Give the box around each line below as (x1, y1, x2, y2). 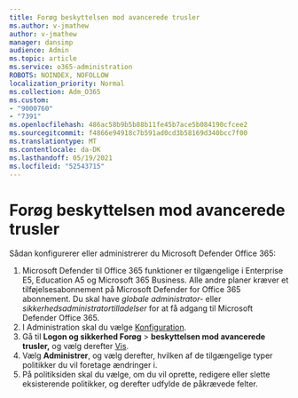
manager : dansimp (9, 37, 74, 47)
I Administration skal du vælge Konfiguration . (21, 322, 187, 333)
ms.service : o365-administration (9, 63, 133, 72)
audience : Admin (9, 46, 69, 55)
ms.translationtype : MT (9, 137, 98, 146)
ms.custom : (9, 95, 50, 105)
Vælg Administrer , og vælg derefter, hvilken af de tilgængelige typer (21, 350, 273, 361)
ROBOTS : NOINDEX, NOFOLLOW (9, 71, 109, 80)
